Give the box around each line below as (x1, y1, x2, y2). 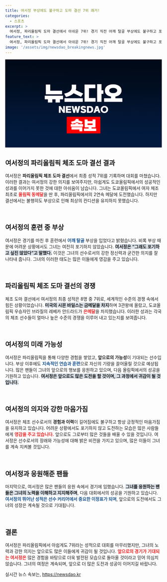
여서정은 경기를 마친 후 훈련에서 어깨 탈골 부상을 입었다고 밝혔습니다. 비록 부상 (5, 237, 156, 243)
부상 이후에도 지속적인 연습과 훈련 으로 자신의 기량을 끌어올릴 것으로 (15, 360, 146, 366)
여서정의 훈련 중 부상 (5, 223, 64, 232)
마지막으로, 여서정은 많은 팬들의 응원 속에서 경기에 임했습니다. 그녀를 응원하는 (5, 483, 155, 490)
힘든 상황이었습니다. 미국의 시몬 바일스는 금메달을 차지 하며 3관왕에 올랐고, (5, 302, 148, 308)
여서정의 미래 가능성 (5, 340, 63, 349)
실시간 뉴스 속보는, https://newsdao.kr (5, 571, 81, 577)
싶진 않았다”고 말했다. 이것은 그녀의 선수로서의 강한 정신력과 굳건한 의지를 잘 (10, 249, 158, 256)
